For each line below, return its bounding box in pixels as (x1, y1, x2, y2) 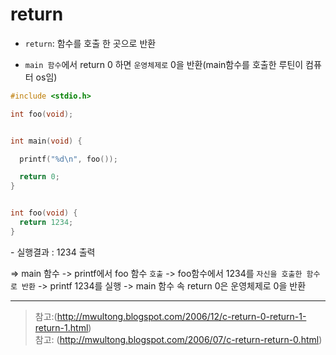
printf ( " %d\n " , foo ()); (19, 154, 118, 164)
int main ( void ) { (10, 136, 83, 146)
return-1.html (34, 321, 89, 333)
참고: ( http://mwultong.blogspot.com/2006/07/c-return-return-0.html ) (34, 333, 323, 345)
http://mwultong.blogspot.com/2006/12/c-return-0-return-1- (56, 310, 307, 322)
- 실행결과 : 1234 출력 (10, 246, 96, 258)
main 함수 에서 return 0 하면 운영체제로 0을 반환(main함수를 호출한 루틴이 (24, 58, 304, 70)
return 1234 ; (19, 218, 74, 228)
